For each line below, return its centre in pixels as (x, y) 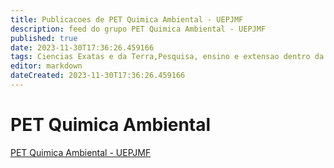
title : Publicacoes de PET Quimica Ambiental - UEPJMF (127, 19)
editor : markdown (46, 66)
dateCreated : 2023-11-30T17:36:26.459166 (98, 76)
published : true (44, 38)
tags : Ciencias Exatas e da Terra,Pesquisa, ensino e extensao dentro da (167, 57)
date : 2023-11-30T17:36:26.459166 (82, 47)
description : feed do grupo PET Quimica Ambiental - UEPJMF (138, 29)
